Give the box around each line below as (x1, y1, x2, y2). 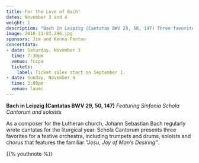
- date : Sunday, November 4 (6, 75, 76, 81)
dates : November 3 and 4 (6, 14, 68, 20)
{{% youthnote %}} (6, 150, 53, 157)
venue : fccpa (11, 58, 44, 64)
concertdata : (6, 42, 38, 48)
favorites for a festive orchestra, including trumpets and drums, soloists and (6, 132, 191, 139)
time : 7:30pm (11, 53, 44, 59)
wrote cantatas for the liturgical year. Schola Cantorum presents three (6, 126, 176, 133)
